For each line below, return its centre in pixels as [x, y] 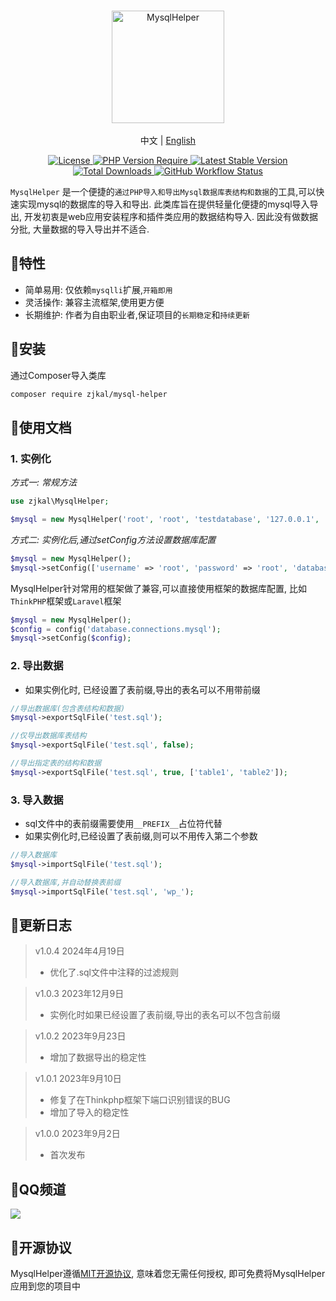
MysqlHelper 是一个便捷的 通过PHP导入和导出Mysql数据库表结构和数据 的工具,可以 [163, 191]
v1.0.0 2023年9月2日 [77, 1134]
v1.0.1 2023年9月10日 [78, 1079]
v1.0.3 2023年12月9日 [79, 994]
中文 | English [168, 140]
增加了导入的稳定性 [89, 1112]
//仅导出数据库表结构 [48, 736]
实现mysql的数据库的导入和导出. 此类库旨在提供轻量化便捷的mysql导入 [164, 204]
